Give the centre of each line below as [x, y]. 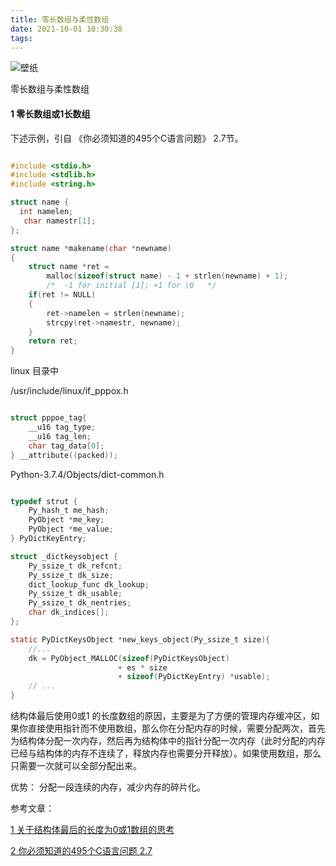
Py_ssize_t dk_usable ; [75, 594]
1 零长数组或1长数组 [50, 113]
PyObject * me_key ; [66, 520]
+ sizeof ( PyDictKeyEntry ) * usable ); [194, 677]
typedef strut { [44, 501]
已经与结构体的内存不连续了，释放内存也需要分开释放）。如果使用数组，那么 [166, 753]
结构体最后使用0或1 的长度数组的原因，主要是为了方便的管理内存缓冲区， [161, 716]
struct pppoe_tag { [48, 418]
